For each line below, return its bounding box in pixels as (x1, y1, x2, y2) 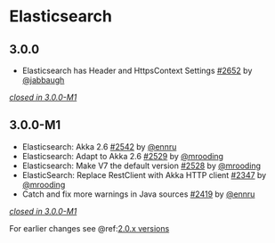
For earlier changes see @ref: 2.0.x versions (9, 223, 170, 233)
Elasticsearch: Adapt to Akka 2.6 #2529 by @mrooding (21, 150, 224, 161)
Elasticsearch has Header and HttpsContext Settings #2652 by (21, 65, 253, 76)
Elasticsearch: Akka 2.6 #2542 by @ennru (21, 141, 177, 152)
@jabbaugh (21, 75, 65, 85)
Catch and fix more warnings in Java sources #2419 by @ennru (21, 189, 255, 199)
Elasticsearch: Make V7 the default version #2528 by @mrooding (21, 160, 261, 171)
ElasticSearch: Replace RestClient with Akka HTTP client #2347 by (21, 169, 267, 180)
